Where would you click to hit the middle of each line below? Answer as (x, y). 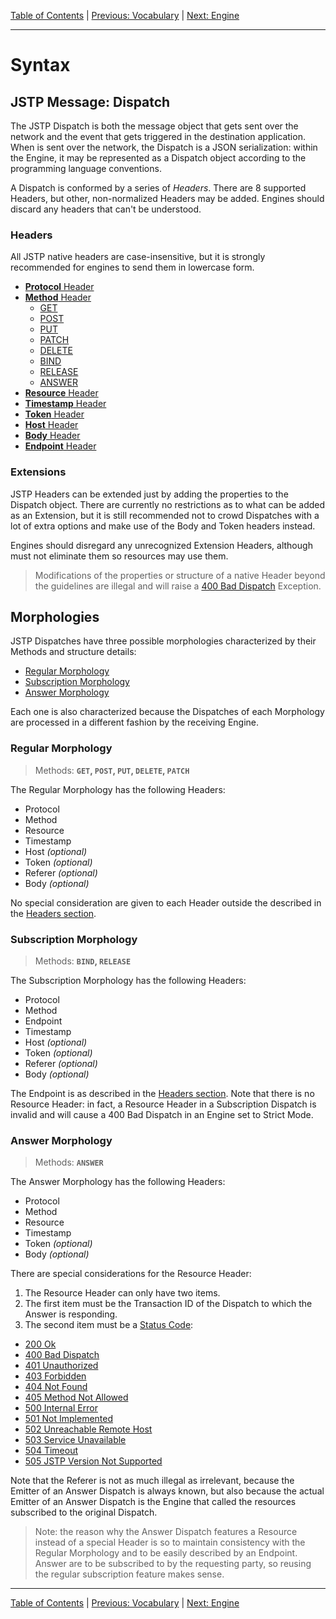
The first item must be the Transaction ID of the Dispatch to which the (168, 1304)
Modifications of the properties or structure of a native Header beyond (180, 575)
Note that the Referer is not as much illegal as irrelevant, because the (152, 1481)
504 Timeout (51, 1451)
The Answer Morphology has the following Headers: (118, 1182)
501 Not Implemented (69, 1419)
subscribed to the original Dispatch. (84, 1512)
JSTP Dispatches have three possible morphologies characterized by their (163, 641)
